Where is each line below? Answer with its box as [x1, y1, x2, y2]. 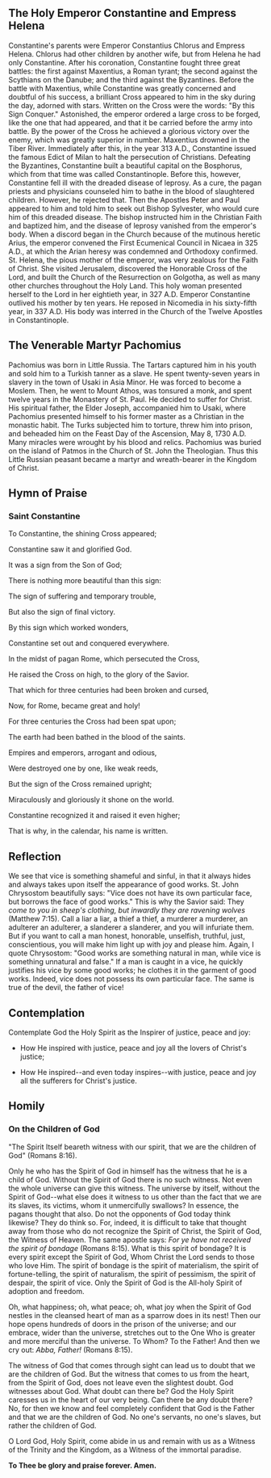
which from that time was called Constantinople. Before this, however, [8, 169, 241, 178]
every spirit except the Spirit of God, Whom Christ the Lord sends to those [8, 1252, 256, 1262]
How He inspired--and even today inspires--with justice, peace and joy [19, 1067, 256, 1077]
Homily [8, 1099, 45, 1113]
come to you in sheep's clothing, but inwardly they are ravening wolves [8, 905, 246, 915]
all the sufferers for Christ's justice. [19, 1076, 137, 1085]
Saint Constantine [8, 510, 81, 522]
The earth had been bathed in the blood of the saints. [8, 733, 186, 742]
